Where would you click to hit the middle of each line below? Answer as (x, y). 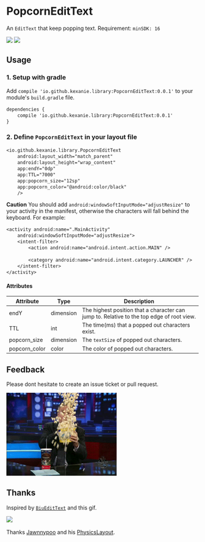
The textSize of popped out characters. (132, 340)
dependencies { (26, 109)
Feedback (26, 369)
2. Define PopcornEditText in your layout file (72, 137)
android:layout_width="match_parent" (65, 156)
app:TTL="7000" (37, 175)
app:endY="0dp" (37, 169)
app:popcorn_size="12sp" (49, 181)
